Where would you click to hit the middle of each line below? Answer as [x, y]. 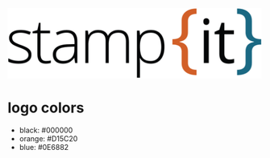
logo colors [46, 107]
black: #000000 [46, 130]
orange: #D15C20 [48, 138]
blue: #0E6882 [44, 147]
